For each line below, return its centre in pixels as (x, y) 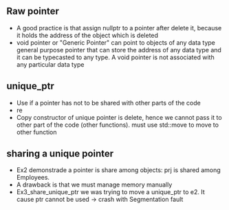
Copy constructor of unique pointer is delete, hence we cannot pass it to (119, 117)
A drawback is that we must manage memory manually (94, 185)
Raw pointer (33, 11)
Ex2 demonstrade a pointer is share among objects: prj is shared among (118, 170)
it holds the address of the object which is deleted (87, 35)
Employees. (33, 178)
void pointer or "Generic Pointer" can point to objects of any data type (116, 42)
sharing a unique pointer (60, 154)
